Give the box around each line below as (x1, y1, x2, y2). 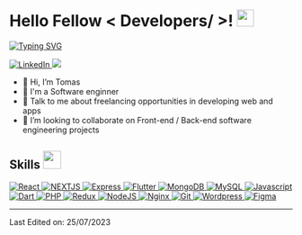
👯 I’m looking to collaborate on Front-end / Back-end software (22, 114, 252, 125)
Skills (9, 158, 40, 173)
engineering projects (22, 124, 100, 135)
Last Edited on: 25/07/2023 (9, 216, 111, 227)
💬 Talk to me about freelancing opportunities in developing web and (22, 95, 274, 106)
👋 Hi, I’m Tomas (22, 77, 81, 87)
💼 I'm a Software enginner (22, 86, 120, 96)
